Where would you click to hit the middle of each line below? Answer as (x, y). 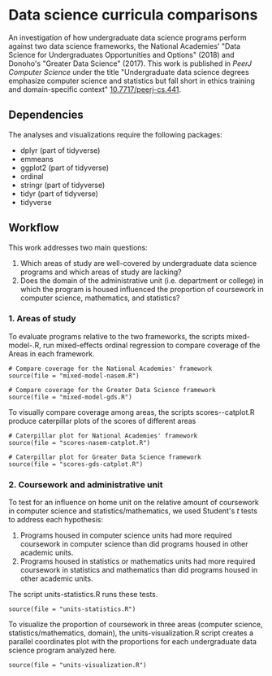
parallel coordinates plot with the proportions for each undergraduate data (133, 642)
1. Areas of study (42, 319)
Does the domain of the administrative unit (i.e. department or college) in (142, 280)
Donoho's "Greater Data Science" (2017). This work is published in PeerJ (130, 63)
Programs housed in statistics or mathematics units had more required (138, 561)
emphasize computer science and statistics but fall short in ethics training (132, 81)
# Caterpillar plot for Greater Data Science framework (105, 457)
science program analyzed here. (63, 650)
